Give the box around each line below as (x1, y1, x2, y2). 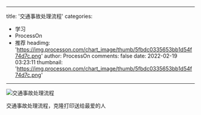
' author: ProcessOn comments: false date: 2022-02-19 (41, 52, 178, 59)
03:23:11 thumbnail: (14, 59, 63, 66)
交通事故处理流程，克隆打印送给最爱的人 (6, 102, 106, 109)
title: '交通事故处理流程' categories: (6, 13, 93, 20)
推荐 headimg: (14, 40, 51, 46)
